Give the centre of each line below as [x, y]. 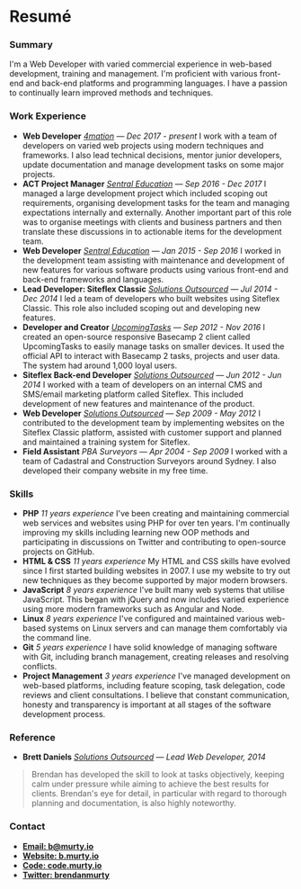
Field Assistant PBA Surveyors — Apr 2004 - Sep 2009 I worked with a [155, 451]
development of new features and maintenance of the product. [138, 403]
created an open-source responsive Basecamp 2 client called [136, 337]
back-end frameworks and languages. [93, 279]
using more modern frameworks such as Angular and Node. [133, 609]
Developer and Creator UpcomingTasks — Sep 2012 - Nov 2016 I [144, 327]
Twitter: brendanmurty [66, 875]
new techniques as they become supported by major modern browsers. [155, 580]
